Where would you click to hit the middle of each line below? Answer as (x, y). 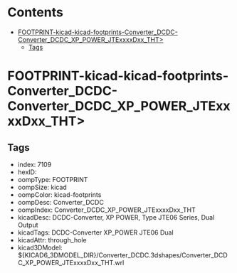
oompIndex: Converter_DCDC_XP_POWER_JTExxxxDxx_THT (106, 210)
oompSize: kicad (42, 187)
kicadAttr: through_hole (52, 240)
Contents (36, 12)
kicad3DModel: (40, 247)
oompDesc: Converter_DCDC (61, 202)
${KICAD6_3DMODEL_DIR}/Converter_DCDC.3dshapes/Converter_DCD (122, 255)
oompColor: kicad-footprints (59, 194)
